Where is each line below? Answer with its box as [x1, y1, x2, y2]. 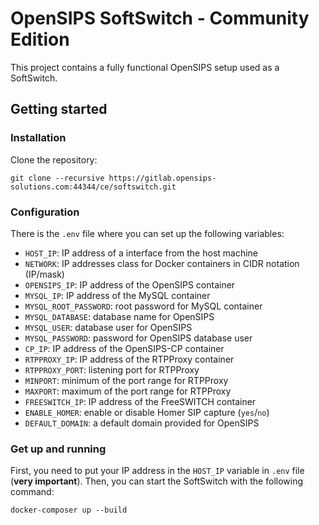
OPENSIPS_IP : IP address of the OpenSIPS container [24, 278, 236, 291]
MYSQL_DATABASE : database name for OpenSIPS [24, 310, 215, 322]
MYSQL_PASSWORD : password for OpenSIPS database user [24, 332, 253, 344]
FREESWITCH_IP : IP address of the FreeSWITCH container [24, 395, 257, 407]
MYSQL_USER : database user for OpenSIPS [24, 321, 193, 333]
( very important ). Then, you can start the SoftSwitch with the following [10, 475, 304, 487]
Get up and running [10, 442, 107, 456]
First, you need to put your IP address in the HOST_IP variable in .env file [10, 465, 305, 477]
